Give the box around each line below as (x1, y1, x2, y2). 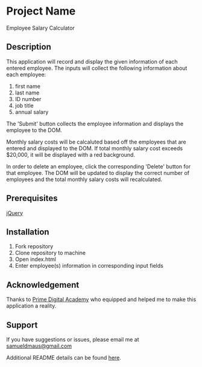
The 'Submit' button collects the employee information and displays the (6, 120, 184, 127)
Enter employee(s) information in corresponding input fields (14, 262, 164, 269)
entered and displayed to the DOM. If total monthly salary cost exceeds (6, 144, 183, 152)
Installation (6, 226, 49, 237)
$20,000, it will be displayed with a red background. (6, 151, 136, 158)
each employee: (6, 71, 46, 78)
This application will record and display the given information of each (6, 58, 178, 65)
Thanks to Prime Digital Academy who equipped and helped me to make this (6, 296, 197, 303)
